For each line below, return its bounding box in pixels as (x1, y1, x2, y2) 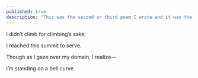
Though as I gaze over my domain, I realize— (6, 53, 117, 60)
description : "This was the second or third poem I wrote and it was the (6, 14, 193, 20)
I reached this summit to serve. (6, 42, 82, 49)
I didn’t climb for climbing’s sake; (6, 30, 87, 37)
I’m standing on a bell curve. (6, 64, 75, 71)
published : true (6, 8, 46, 15)
